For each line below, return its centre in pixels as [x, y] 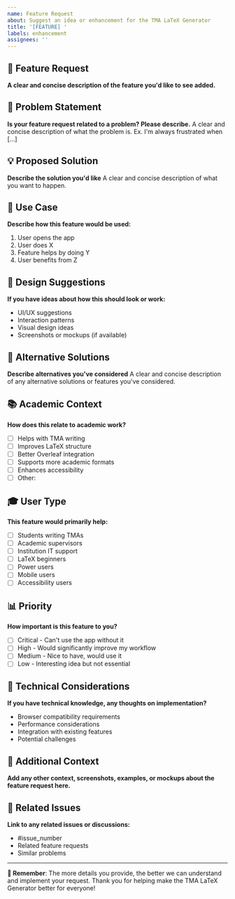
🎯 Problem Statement [55, 107]
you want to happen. [37, 185]
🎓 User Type [37, 501]
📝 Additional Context [53, 761]
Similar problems [42, 853]
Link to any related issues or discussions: [69, 824]
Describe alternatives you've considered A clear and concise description [114, 374]
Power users [35, 567]
